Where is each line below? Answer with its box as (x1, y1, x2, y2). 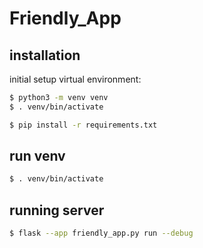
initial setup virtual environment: (9, 73, 142, 85)
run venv (9, 148, 66, 165)
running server (9, 202, 105, 219)
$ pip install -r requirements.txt (9, 120, 158, 130)
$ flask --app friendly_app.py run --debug (9, 228, 194, 239)
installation (9, 47, 81, 64)
